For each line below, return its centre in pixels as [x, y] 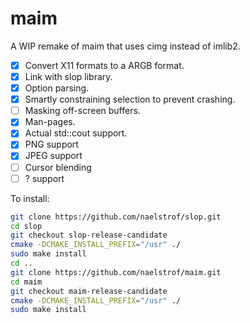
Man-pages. [50, 122]
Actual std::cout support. [76, 133]
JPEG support [53, 156]
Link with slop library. [68, 76]
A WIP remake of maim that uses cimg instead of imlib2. [125, 46]
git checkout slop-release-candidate [89, 235]
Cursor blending [58, 167]
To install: [30, 198]
